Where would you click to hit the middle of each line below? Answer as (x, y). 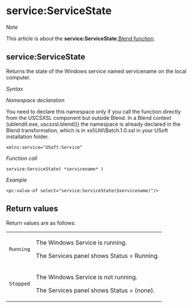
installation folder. (28, 136)
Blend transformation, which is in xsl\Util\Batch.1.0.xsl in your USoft (87, 130)
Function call (22, 158)
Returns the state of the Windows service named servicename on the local (96, 71)
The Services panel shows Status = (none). (95, 290)
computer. (18, 77)
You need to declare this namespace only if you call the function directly (93, 111)
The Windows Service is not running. (87, 277)
